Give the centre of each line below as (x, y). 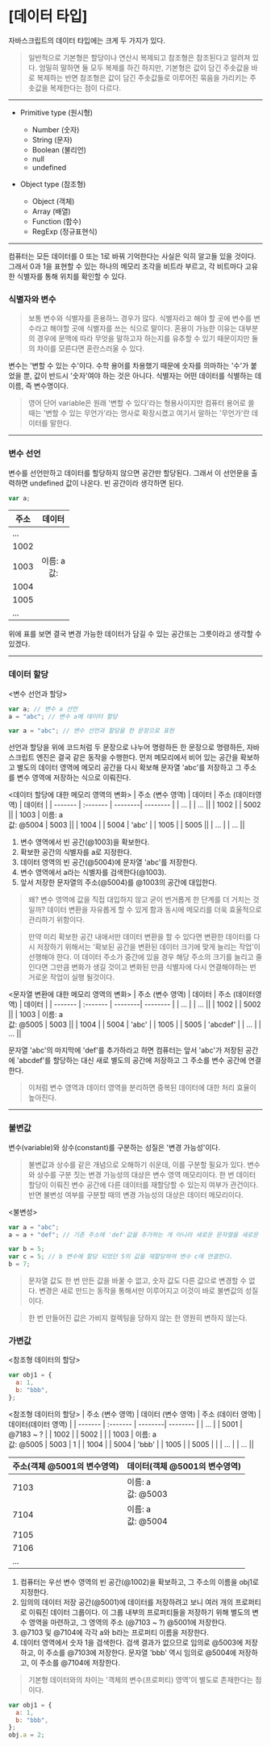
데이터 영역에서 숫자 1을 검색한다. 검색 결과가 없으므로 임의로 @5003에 (131, 1642)
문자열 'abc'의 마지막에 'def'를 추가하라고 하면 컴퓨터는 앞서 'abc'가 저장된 (126, 1050)
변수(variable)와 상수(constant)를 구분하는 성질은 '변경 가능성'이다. (115, 1147)
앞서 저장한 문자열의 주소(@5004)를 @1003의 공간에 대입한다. (119, 882)
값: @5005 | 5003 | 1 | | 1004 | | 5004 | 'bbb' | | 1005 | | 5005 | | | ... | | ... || (131, 1444)
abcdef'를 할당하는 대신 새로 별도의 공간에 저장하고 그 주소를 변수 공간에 (133, 1061)
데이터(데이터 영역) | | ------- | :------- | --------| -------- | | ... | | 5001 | (125, 1424)
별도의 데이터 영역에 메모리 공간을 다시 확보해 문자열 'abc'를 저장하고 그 (129, 768)
